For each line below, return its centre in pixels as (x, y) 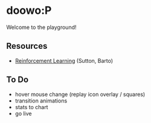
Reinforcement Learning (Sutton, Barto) (64, 60)
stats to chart (31, 107)
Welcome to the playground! (41, 27)
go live (23, 113)
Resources (27, 46)
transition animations (41, 101)
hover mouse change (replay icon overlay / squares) (80, 94)
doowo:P (29, 11)
